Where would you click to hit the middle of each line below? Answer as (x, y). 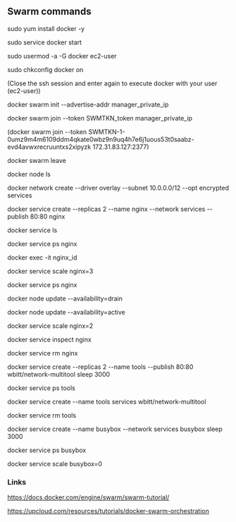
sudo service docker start (45, 42)
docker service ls (32, 230)
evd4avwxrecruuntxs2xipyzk (49, 147)
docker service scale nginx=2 (50, 326)
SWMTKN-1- (106, 132)
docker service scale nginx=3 (50, 271)
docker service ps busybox (47, 450)
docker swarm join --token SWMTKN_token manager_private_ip (100, 118)
